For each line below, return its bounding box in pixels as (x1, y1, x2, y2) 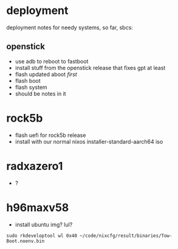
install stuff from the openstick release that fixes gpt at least (15, 64, 166, 71)
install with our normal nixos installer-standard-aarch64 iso (15, 138, 163, 145)
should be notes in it (15, 89, 66, 97)
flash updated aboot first (15, 71, 77, 78)
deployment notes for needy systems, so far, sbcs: (6, 24, 134, 31)
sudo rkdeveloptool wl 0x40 (6, 233, 78, 239)
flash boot (15, 77, 41, 84)
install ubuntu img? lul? (15, 220, 73, 228)
